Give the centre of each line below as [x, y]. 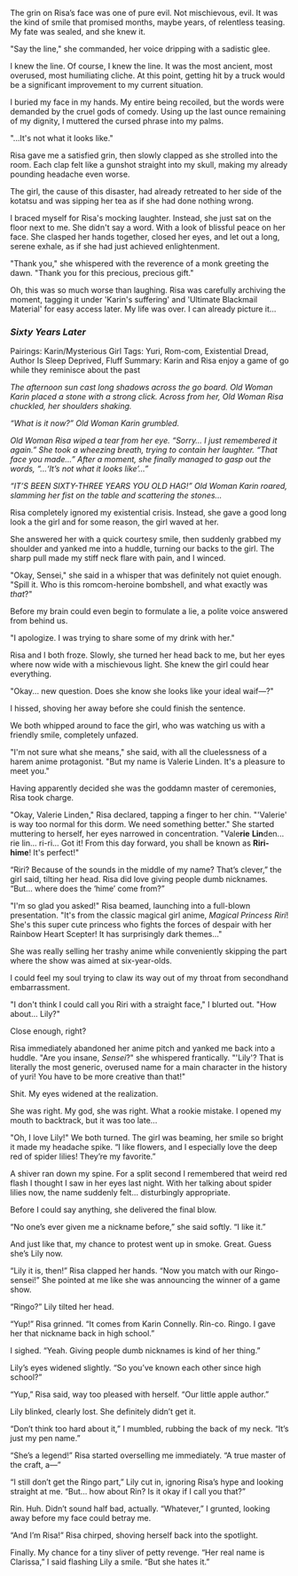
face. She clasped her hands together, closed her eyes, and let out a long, [145, 237]
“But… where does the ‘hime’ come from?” [87, 889]
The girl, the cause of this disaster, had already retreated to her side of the [146, 191]
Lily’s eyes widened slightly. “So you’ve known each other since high [136, 1368]
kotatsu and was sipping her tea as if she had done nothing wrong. [132, 201]
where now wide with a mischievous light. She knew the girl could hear [140, 665]
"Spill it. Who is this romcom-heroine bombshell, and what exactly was [139, 585]
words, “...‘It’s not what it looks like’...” [79, 469]
